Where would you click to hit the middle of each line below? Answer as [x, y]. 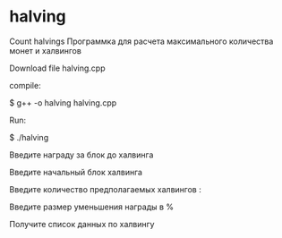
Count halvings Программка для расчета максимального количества [141, 41]
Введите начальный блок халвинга [76, 172]
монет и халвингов [46, 50]
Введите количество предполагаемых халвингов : [105, 189]
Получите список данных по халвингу [82, 224]
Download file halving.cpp [57, 68]
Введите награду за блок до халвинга [81, 155]
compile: [26, 85]
